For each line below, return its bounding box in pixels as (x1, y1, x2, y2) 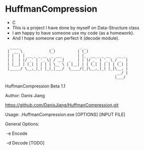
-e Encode (6, 130, 28, 136)
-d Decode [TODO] (6, 140, 45, 146)
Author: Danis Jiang (5, 92, 45, 98)
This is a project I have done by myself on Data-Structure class (12, 24, 140, 30)
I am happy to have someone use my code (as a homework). (12, 30, 135, 36)
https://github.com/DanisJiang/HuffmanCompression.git (5, 102, 119, 108)
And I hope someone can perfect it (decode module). (12, 35, 120, 41)
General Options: (5, 121, 39, 127)
